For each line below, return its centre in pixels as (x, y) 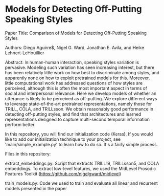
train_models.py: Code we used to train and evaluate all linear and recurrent (82, 183)
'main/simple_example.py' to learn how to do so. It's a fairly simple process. (82, 144)
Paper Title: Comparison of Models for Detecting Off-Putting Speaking (76, 33)
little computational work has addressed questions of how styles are (74, 83)
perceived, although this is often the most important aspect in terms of (76, 88)
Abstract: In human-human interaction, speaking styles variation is (72, 62)
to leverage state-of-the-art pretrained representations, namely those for (79, 104)
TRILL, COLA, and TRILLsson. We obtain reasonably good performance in (79, 109)
